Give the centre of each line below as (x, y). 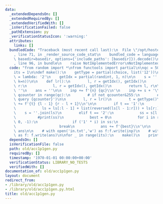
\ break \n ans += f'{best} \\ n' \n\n (82, 126)
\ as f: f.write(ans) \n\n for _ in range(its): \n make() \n (77, 135)
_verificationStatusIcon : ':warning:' (49, 37)
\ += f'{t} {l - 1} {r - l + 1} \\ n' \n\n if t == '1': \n (79, 104)
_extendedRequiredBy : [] (34, 18)
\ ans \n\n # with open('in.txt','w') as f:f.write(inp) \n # (82, 131)
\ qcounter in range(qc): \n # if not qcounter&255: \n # (87, 95)
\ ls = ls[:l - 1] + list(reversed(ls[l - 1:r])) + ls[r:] (87, 109)
